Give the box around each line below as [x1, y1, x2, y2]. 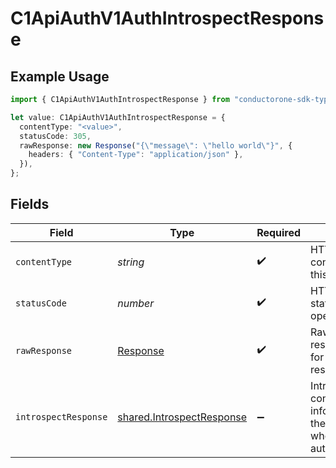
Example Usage [10, 68, 110, 85]
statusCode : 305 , [19, 131, 92, 141]
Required [256, 225, 302, 239]
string [117, 255, 145, 269]
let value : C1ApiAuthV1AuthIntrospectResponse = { [10, 112, 226, 122]
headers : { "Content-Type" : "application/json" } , [28, 150, 244, 160]
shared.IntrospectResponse [117, 410, 248, 424]
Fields [10, 196, 50, 213]
